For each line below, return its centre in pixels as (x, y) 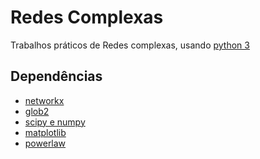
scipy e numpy (55, 122)
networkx (44, 100)
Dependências (56, 76)
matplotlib (45, 132)
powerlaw (45, 143)
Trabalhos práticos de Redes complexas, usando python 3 (130, 45)
